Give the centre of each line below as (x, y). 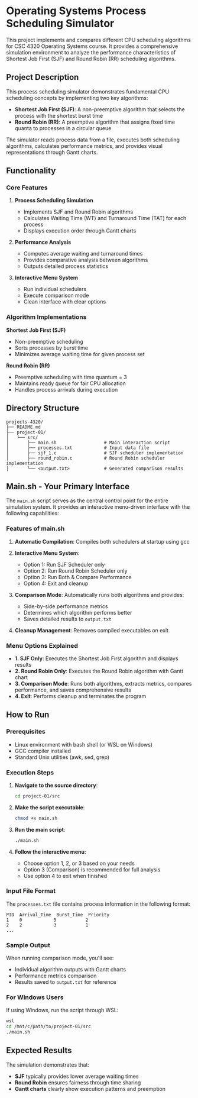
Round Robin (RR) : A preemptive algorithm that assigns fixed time (95, 122)
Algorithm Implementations (46, 317)
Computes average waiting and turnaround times (83, 254)
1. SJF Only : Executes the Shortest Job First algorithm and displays (96, 658)
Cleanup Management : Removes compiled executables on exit (92, 630)
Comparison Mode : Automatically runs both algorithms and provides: (99, 595)
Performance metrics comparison (56, 976)
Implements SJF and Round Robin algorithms (78, 212)
